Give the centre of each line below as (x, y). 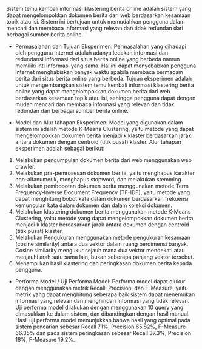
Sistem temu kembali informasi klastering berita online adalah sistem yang (99, 9)
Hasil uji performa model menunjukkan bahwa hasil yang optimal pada (103, 320)
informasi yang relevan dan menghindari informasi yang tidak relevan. (102, 301)
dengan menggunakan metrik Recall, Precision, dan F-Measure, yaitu (101, 288)
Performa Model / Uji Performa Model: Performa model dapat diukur (100, 281)
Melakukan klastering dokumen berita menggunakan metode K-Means (103, 212)
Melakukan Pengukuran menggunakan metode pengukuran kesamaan (103, 237)
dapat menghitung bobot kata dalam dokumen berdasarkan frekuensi (102, 199)
